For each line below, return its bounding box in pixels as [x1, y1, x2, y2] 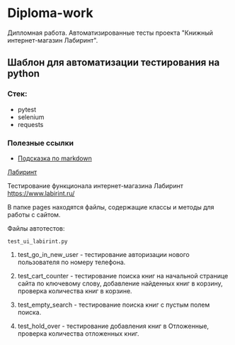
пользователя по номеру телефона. [17, 258, 126, 266]
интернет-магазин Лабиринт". [7, 35, 98, 44]
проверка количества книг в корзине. [17, 286, 132, 295]
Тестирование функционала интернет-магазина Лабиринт [7, 181, 184, 190]
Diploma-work [7, 5, 93, 21]
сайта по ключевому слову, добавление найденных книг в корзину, [17, 279, 223, 287]
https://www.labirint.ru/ [7, 189, 75, 197]
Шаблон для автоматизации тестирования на [7, 57, 220, 69]
